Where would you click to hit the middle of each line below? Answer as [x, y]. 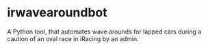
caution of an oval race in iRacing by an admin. [73, 38]
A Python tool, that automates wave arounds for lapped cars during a [104, 32]
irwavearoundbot [57, 13]
